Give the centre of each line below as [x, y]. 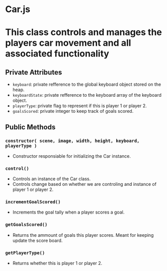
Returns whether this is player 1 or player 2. [57, 263]
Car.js [18, 9]
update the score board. [37, 240]
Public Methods [30, 127]
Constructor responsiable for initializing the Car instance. [72, 156]
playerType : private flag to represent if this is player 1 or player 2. [79, 106]
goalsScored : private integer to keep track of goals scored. [73, 111]
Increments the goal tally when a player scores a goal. [68, 212]
